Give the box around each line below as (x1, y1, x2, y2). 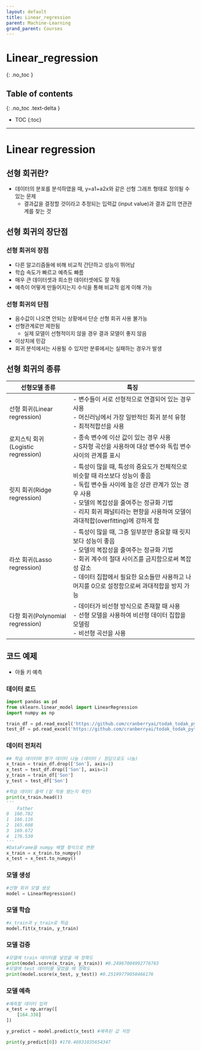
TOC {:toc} (14, 116, 42, 123)
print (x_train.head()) (6, 794, 63, 800)
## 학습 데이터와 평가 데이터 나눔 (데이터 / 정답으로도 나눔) (6, 755, 138, 762)
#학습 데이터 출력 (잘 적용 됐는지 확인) (6, 788, 92, 795)
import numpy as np (6, 710, 55, 716)
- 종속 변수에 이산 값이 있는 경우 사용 (72, 433, 171, 442)
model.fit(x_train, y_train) (6, 925, 79, 932)
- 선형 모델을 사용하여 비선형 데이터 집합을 (72, 611, 186, 619)
